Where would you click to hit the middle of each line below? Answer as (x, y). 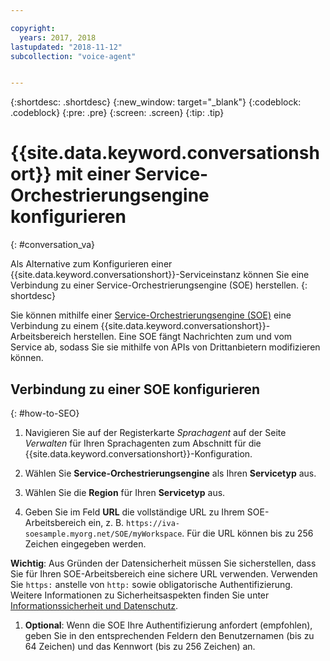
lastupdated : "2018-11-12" (66, 47)
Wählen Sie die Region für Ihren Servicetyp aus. (125, 492)
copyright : (33, 28)
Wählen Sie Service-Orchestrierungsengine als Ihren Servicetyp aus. (170, 473)
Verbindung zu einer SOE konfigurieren (135, 389)
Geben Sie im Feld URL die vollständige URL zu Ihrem (134, 512)
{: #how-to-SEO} (45, 413)
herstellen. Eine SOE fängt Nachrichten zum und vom (183, 337)
